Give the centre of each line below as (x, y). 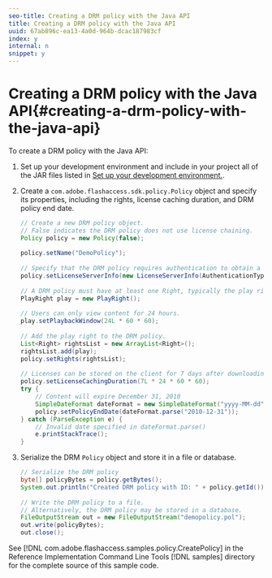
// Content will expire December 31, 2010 (108, 397)
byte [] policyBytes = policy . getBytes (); (91, 480)
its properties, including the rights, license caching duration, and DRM (137, 199)
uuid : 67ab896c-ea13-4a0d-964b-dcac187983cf (85, 31)
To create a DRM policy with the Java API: (78, 150)
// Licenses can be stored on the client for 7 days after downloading (144, 374)
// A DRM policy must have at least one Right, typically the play (136, 291)
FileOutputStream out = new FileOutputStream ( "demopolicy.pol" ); (133, 518)
